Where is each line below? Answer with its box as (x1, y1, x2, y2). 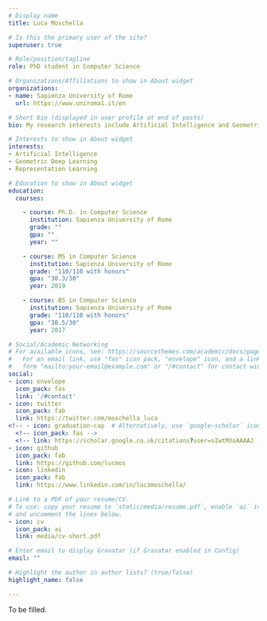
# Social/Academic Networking (8, 340, 109, 349)
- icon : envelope (8, 377, 66, 385)
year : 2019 (29, 282, 66, 291)
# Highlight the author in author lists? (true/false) (8, 568, 194, 576)
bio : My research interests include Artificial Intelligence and (8, 121, 229, 129)
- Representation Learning (8, 165, 98, 173)
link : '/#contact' (15, 392, 77, 400)
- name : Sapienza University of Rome (8, 92, 133, 100)
